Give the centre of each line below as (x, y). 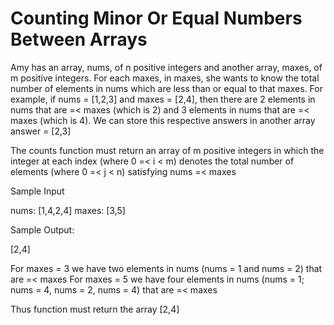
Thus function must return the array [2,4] (95, 309)
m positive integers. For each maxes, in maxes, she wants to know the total (165, 78)
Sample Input (37, 191)
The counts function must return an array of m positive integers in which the (167, 150)
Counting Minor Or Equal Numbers (156, 18)
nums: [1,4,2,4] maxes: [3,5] (68, 210)
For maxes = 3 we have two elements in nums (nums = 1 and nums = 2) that (166, 268)
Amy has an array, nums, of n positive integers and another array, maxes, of (166, 67)
